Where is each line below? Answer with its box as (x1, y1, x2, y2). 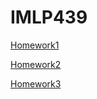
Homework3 (10, 77, 62, 90)
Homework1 (10, 39, 60, 51)
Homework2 (10, 58, 62, 70)
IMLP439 (10, 6, 88, 29)
